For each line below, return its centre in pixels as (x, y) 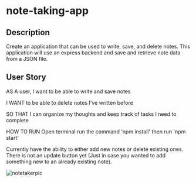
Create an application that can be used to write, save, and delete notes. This (98, 46)
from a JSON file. (27, 59)
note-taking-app (48, 11)
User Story (26, 77)
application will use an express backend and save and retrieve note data (93, 53)
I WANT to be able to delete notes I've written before (70, 102)
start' (13, 138)
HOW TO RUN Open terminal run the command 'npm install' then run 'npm (96, 131)
